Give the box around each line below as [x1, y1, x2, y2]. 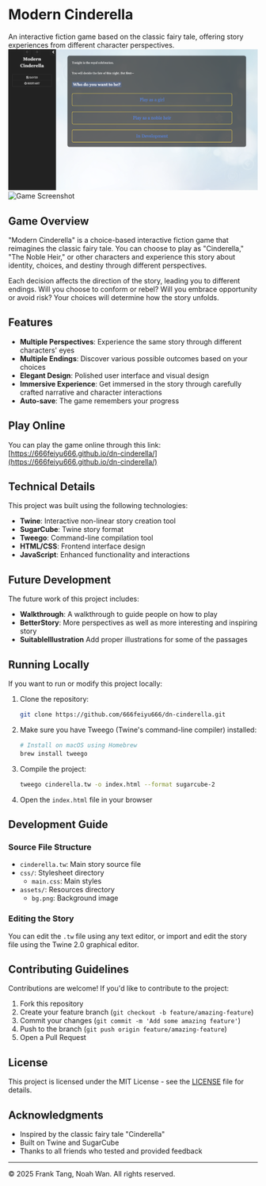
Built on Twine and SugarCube [19, 1138, 120, 1147]
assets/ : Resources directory [19, 885, 115, 895]
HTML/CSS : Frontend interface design [19, 541, 146, 551]
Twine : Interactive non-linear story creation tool [19, 516, 177, 526]
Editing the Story [8, 913, 74, 924]
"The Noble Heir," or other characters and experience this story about [8, 252, 236, 262]
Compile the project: [19, 764, 87, 773]
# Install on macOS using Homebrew [19, 741, 138, 749]
